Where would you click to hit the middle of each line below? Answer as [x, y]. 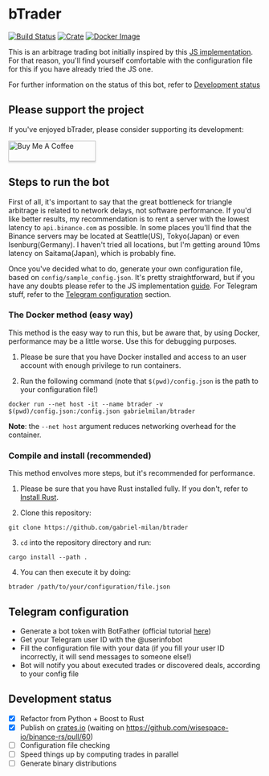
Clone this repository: [55, 513]
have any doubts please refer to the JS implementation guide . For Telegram [133, 286]
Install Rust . [39, 497]
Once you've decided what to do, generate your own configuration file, [126, 268]
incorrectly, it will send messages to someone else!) [106, 656]
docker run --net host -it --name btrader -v [86, 404]
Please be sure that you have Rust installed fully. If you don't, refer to [134, 489]
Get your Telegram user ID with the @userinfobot [101, 639]
